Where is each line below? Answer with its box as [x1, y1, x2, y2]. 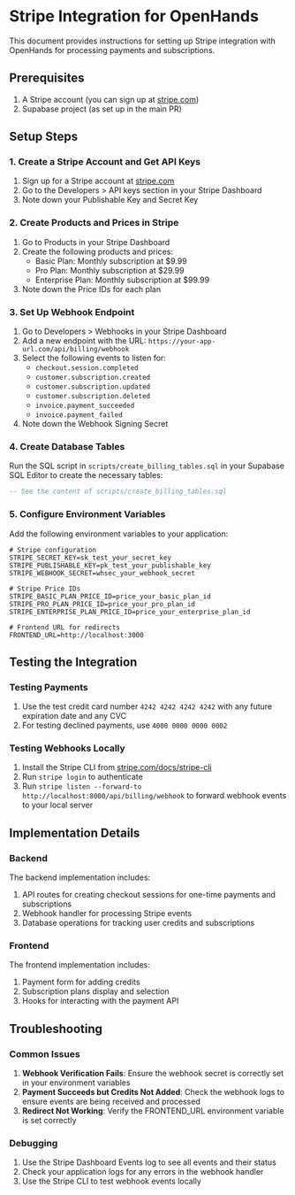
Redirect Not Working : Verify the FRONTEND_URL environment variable [21, 1106, 284, 1116]
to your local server [21, 799, 94, 811]
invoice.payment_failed [34, 411, 124, 420]
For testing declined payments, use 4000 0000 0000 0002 [21, 720, 228, 731]
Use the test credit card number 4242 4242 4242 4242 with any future [21, 701, 273, 712]
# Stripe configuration [9, 545, 97, 554]
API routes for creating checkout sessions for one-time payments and [21, 890, 276, 900]
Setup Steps [9, 129, 78, 144]
